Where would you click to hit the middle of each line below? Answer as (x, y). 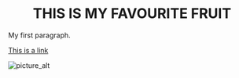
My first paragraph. (39, 35)
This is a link (28, 50)
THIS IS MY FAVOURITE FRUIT (132, 14)
